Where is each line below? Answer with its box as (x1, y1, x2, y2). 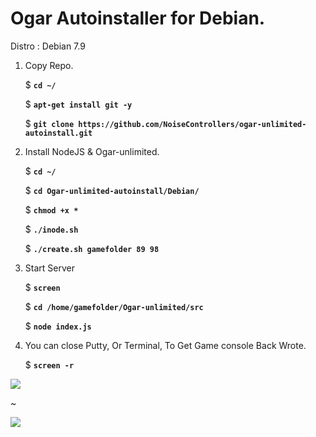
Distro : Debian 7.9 (10, 40, 86, 52)
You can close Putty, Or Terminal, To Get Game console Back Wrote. (24, 339, 307, 351)
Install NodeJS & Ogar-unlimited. (24, 145, 160, 157)
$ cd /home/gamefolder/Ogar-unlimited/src (24, 300, 204, 312)
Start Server (24, 262, 75, 274)
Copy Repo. (24, 59, 74, 71)
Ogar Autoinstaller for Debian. (10, 7, 266, 30)
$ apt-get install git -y (24, 98, 133, 110)
